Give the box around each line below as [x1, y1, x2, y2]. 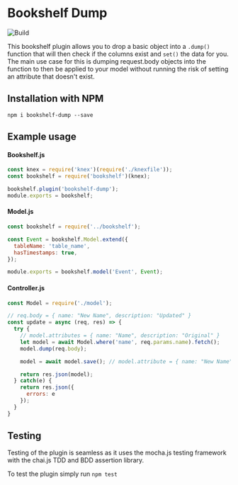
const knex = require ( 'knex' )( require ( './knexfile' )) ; [7, 166, 173, 173]
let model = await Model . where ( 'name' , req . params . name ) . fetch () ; [20, 338, 220, 346]
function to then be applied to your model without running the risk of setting [7, 64, 229, 73]
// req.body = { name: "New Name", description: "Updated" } [7, 312, 192, 319]
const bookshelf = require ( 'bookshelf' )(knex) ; [7, 173, 151, 180]
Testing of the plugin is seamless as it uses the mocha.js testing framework [7, 448, 227, 457]
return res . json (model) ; [20, 370, 93, 378]
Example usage [7, 131, 76, 143]
